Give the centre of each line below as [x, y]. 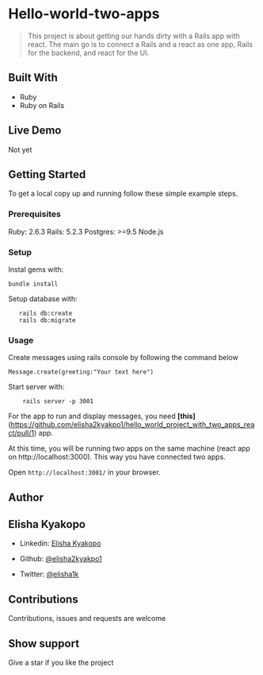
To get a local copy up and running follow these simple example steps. [123, 194]
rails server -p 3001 [58, 402]
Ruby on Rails [42, 105]
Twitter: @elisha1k [49, 574]
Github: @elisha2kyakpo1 [61, 559]
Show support [44, 644]
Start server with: [36, 387]
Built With [33, 78]
